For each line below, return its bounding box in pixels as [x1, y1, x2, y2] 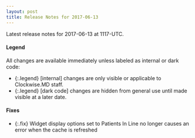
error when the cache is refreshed [14, 126, 98, 133]
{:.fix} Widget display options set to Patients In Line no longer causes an [14, 120, 190, 127]
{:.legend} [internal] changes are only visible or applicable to [14, 74, 162, 81]
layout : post [6, 8, 38, 15]
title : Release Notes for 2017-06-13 [6, 14, 99, 20]
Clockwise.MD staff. [14, 81, 63, 88]
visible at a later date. [14, 93, 67, 100]
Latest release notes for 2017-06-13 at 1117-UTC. [6, 30, 125, 37]
